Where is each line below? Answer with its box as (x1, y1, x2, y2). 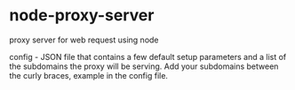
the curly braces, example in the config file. (9, 70, 169, 80)
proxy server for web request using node (9, 34, 159, 45)
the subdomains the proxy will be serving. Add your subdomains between (9, 61, 279, 71)
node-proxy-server (9, 5, 155, 26)
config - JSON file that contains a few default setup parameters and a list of (9, 51, 287, 62)
